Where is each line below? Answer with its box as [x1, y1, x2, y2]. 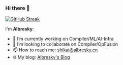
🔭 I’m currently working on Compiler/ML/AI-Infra [12, 36, 114, 42]
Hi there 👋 [5, 5, 30, 12]
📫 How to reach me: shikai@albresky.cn [12, 47, 98, 53]
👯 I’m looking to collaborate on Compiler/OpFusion [12, 41, 118, 47]
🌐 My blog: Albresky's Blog [12, 54, 70, 60]
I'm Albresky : [5, 26, 34, 32]
